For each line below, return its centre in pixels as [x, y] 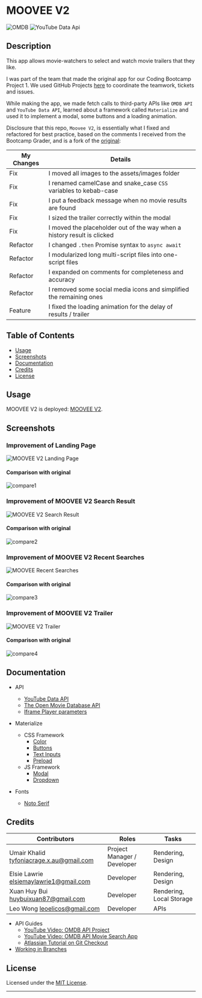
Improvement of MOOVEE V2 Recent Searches [75, 557]
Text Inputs [47, 754]
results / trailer [69, 314]
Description [29, 46]
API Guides [29, 924]
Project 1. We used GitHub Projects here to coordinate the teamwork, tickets [100, 85]
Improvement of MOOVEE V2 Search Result [71, 501]
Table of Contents [41, 336]
